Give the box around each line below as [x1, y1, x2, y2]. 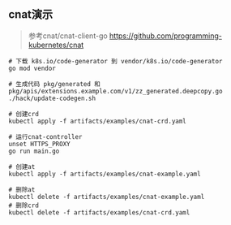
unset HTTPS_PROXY [8, 140, 71, 148]
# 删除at [8, 185, 36, 193]
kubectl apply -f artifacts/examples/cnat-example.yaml [8, 170, 201, 178]
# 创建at [8, 162, 36, 171]
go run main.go [8, 147, 60, 155]
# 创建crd [8, 110, 39, 118]
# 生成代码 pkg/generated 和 [8, 80, 101, 88]
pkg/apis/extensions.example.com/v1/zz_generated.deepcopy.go [8, 87, 223, 95]
